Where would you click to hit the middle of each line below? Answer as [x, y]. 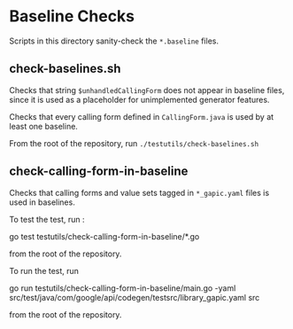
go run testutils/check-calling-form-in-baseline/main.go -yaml [123, 288]
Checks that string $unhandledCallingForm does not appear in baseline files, [147, 90]
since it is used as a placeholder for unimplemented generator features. [139, 99]
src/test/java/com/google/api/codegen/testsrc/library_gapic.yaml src [135, 297]
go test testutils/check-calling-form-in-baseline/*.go [104, 236]
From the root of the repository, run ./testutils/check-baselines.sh [134, 143]
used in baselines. [42, 202]
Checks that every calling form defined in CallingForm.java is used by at [142, 116]
